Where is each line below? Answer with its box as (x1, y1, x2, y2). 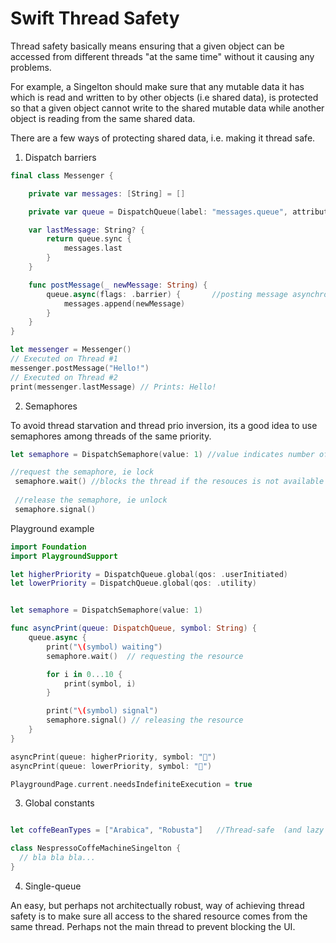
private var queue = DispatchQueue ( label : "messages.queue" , (28, 207, 288, 217)
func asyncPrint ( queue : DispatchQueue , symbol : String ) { (10, 623, 257, 634)
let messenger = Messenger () (10, 345, 132, 355)
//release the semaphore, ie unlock (14, 495, 168, 506)
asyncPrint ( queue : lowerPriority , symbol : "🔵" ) (10, 761, 213, 771)
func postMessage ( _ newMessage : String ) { (28, 280, 208, 290)
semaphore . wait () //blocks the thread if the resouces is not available (14, 477, 325, 487)
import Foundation (10, 542, 87, 552)
